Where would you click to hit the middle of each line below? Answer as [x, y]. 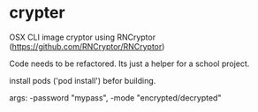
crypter [37, 13]
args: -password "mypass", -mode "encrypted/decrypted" [115, 97]
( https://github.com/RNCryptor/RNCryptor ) [87, 46]
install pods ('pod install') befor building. [83, 80]
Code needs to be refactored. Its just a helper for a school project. [129, 63]
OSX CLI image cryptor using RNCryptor [83, 37]
